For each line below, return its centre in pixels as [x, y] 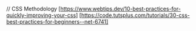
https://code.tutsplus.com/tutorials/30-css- [135, 15]
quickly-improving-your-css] [42, 15]
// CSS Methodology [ [33, 9]
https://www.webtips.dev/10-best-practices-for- [120, 9]
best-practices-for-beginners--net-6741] [57, 22]
